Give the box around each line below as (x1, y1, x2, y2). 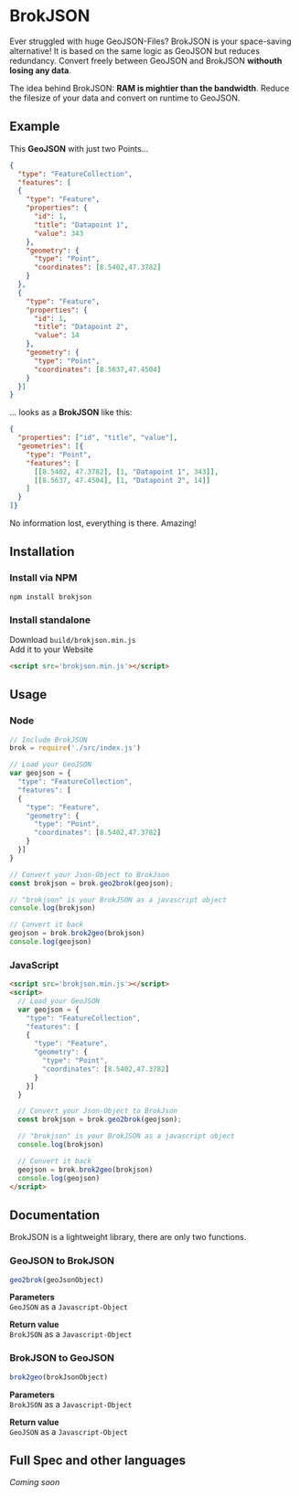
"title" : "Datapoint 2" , (33, 322, 129, 332)
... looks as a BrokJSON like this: (9, 407, 133, 418)
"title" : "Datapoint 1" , (33, 220, 129, 230)
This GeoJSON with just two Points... (9, 143, 149, 154)
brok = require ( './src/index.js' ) (9, 743, 142, 753)
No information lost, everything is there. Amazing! (9, 518, 197, 529)
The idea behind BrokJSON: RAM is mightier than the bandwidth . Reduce (9, 82, 290, 93)
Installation (9, 544, 75, 560)
